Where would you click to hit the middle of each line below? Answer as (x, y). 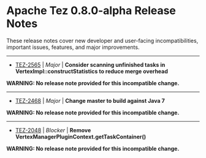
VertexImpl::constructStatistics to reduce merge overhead (92, 71)
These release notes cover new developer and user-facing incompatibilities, (102, 40)
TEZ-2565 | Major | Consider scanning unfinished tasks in (90, 64)
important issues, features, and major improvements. (73, 47)
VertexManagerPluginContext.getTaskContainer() (81, 137)
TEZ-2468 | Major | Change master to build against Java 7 (90, 100)
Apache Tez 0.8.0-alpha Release (91, 11)
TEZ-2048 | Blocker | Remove (53, 130)
